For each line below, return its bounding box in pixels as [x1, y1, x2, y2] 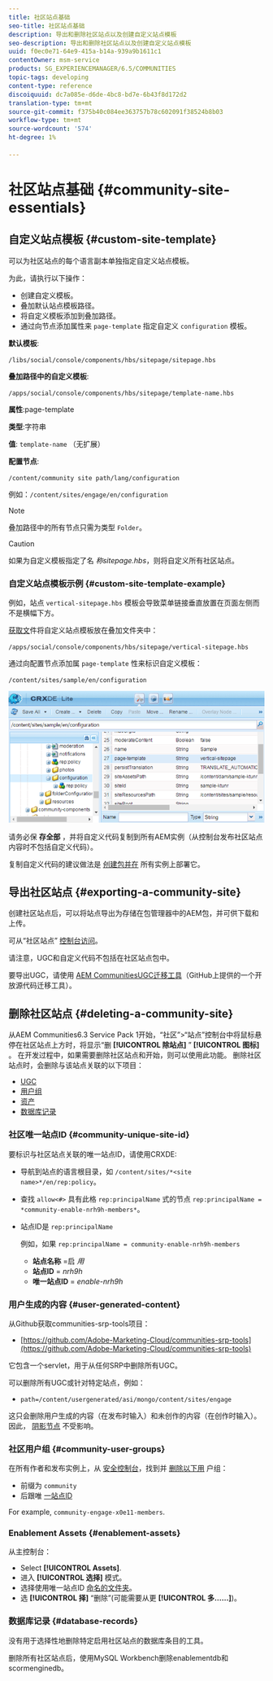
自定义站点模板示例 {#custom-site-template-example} [8, 578, 226, 589]
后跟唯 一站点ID [19, 1491, 73, 1501]
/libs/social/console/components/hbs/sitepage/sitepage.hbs [8, 356, 217, 364]
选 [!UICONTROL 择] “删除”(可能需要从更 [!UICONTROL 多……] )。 [19, 1593, 241, 1603]
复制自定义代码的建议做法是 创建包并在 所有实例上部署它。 [8, 859, 205, 869]
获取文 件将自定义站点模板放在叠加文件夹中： [8, 625, 158, 635]
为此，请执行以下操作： [8, 273, 87, 282]
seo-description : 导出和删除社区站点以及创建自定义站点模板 [8, 39, 192, 47]
